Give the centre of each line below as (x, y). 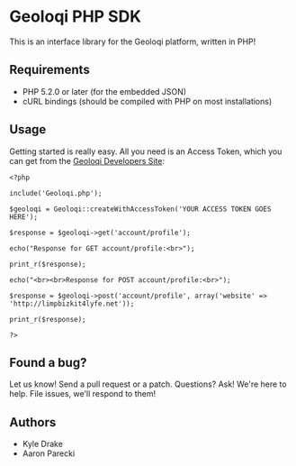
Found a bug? (48, 362)
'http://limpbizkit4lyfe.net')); (72, 304)
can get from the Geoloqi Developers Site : (87, 160)
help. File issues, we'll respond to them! (82, 394)
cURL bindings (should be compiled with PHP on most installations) (147, 101)
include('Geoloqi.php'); (56, 193)
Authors (33, 422)
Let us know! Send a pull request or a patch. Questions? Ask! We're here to (148, 384)
